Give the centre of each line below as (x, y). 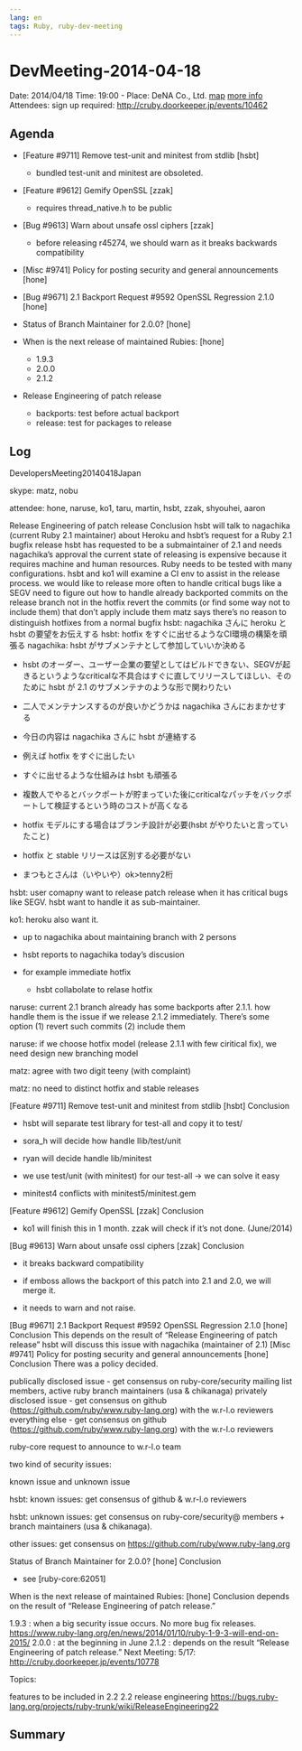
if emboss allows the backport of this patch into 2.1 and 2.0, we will (147, 1281)
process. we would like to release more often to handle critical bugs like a (146, 583)
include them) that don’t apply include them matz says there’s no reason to (148, 612)
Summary (37, 1735)
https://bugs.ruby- (244, 1697)
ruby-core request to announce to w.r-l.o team (96, 1447)
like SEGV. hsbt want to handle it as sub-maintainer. (105, 902)
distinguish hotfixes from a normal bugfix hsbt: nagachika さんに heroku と (148, 623)
